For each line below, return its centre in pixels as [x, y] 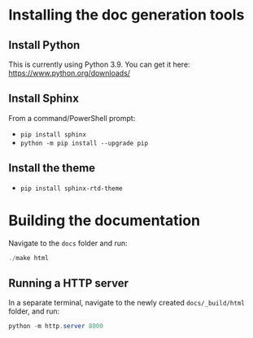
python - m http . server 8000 [56, 327]
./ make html [28, 258]
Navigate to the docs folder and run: [68, 243]
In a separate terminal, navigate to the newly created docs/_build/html [127, 303]
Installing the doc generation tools [126, 15]
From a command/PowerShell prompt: [72, 118]
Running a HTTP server [68, 283]
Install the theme [52, 168]
